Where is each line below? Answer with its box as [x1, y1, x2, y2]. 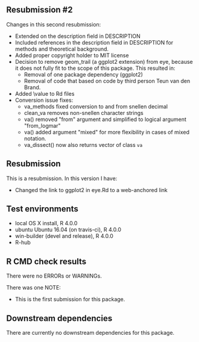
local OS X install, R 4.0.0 [14, 220, 78, 227]
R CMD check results [6, 256, 87, 267]
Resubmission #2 [6, 5, 73, 15]
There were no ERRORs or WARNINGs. [6, 272, 103, 279]
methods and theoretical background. [14, 45, 109, 52]
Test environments [6, 204, 78, 214]
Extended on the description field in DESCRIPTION [14, 33, 141, 40]
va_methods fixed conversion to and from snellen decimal [24, 102, 168, 110]
